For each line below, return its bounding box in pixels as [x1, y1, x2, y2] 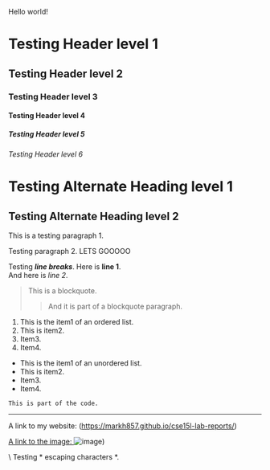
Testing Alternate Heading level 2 [8, 209, 179, 223]
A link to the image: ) [8, 437, 105, 447]
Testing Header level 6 [8, 149, 83, 159]
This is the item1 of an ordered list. [19, 317, 134, 327]
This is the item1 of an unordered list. [19, 358, 142, 368]
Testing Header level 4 [8, 111, 86, 121]
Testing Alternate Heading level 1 [8, 178, 233, 196]
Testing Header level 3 [8, 91, 98, 102]
